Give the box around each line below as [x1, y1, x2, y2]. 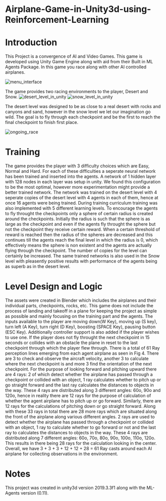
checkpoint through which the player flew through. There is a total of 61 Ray [5, 345, 160, 351]
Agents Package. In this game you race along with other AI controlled [5, 64, 147, 70]
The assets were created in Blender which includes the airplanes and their [5, 297, 157, 303]
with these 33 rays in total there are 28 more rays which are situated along [5, 408, 157, 414]
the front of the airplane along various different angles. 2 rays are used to [5, 414, 155, 419]
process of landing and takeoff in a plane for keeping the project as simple [5, 308, 157, 314]
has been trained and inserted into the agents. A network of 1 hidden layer [5, 173, 157, 180]
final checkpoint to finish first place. [5, 120, 78, 125]
